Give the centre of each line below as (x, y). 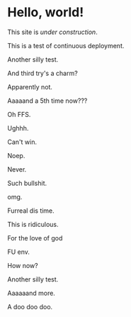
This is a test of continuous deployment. (66, 45)
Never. (17, 169)
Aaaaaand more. (31, 293)
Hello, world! (46, 12)
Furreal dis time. (31, 211)
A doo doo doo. (30, 306)
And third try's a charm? (42, 73)
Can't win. (22, 142)
